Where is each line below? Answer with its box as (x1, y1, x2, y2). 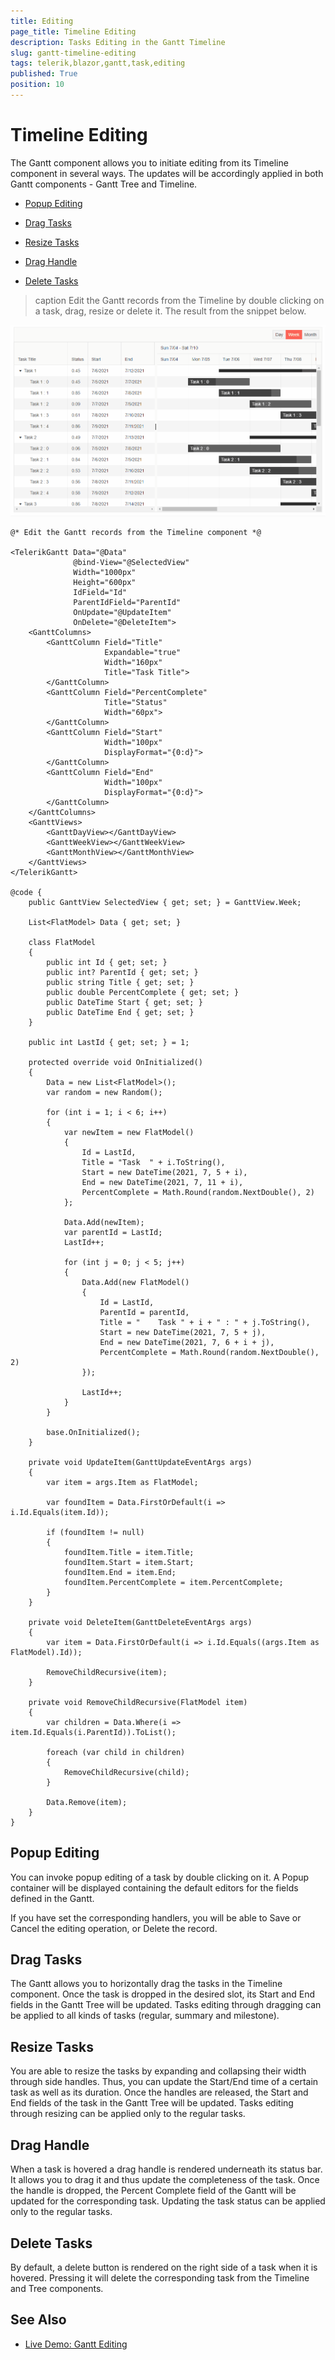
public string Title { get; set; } (46, 977, 195, 987)
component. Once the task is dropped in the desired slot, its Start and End (10, 1988, 316, 2000)
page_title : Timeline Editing (10, 26, 137, 37)
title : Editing (10, 16, 74, 26)
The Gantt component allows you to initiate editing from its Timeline (10, 156, 289, 169)
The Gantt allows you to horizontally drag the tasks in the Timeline (10, 1978, 283, 1990)
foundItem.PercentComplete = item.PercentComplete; (63, 1577, 284, 1587)
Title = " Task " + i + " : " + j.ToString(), (99, 1317, 311, 1327)
